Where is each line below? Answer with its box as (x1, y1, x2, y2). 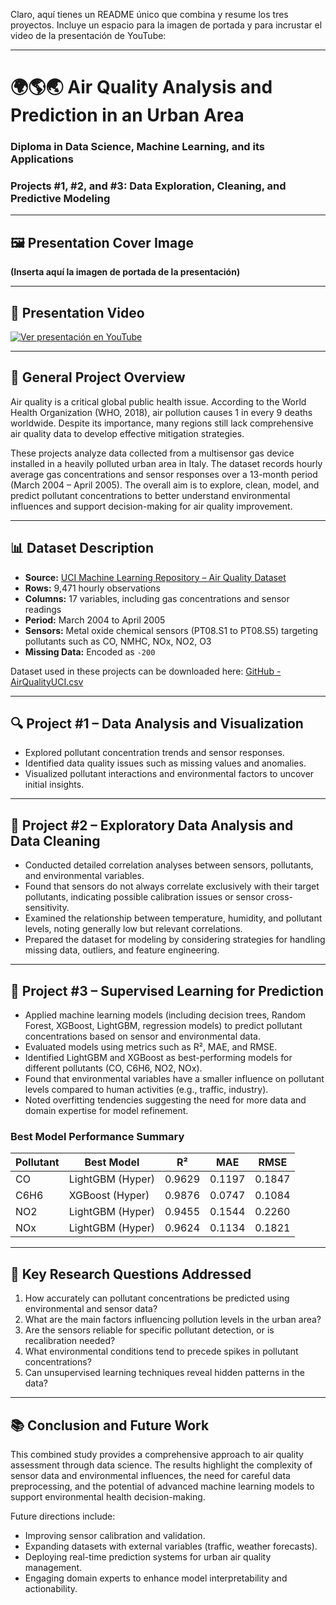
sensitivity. (24, 902, 70, 914)
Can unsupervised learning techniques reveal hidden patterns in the (24, 1367, 305, 1379)
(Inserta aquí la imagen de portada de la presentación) (10, 266, 241, 278)
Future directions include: (10, 1510, 116, 1523)
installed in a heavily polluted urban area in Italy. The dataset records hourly (10, 457, 323, 469)
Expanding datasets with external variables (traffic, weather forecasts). (24, 1540, 318, 1553)
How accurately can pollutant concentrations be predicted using (24, 1292, 290, 1304)
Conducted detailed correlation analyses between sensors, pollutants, (24, 859, 314, 871)
